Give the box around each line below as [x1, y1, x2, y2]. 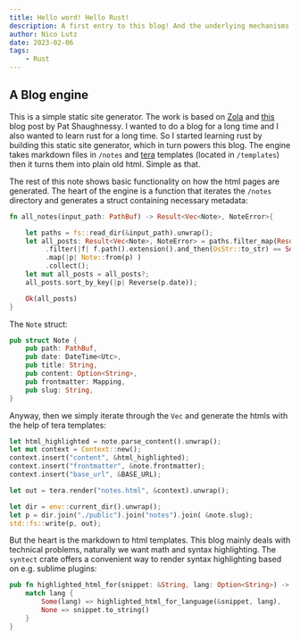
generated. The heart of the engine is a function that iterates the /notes [9, 185, 272, 196]
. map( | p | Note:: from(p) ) [45, 253, 142, 262]
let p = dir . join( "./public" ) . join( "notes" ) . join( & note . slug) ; [9, 510, 254, 519]
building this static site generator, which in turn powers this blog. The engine [9, 139, 291, 150]
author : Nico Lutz [9, 29, 78, 38]
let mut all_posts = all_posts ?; [25, 270, 150, 279]
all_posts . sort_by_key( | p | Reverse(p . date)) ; [25, 278, 198, 286]
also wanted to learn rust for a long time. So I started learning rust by [9, 130, 262, 141]
